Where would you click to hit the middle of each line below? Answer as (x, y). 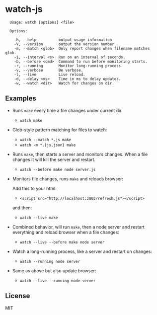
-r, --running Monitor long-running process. (69, 66)
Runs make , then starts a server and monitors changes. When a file (80, 154)
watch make (31, 120)
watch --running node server (50, 261)
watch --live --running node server (58, 281)
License (18, 296)
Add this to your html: (34, 188)
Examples (21, 99)
